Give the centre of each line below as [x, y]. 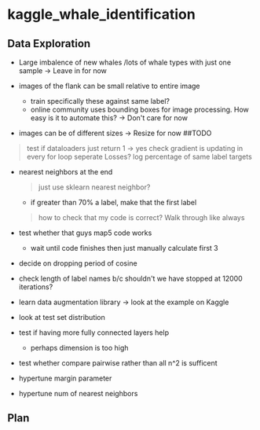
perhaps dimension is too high [79, 348]
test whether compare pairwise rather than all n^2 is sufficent [118, 363]
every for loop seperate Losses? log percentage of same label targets [139, 156]
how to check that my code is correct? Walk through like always [141, 217]
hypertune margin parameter [65, 378]
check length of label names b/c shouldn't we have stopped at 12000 [130, 278]
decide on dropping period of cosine [78, 263]
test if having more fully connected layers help [94, 333]
